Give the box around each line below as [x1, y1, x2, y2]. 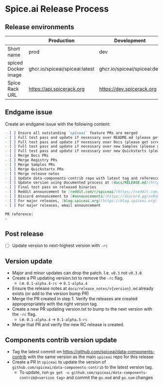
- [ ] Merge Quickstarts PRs [5, 166, 64, 171]
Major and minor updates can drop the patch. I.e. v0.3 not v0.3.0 [12, 270, 142, 276]
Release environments [5, 23, 74, 31]
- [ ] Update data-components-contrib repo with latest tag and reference [5, 176, 160, 181]
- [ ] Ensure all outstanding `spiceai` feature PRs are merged [5, 130, 138, 135]
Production [48, 37, 75, 44]
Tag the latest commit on [12, 348, 62, 354]
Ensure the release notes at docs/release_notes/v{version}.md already [12, 286, 154, 292]
